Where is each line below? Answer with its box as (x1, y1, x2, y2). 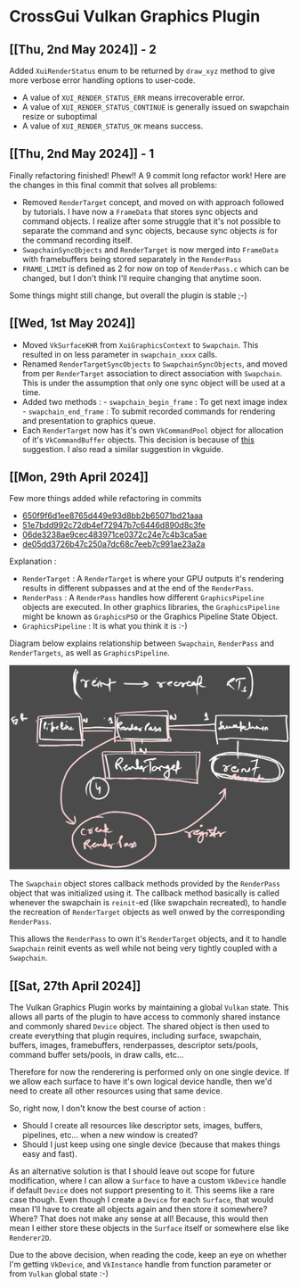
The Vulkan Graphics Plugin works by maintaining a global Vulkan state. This (9, 1002, 289, 1012)
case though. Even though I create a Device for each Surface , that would (9, 1193, 274, 1205)
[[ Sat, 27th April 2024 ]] (9, 978, 141, 994)
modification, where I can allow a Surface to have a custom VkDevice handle (9, 1175, 287, 1185)
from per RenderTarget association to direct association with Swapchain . (21, 367, 283, 378)
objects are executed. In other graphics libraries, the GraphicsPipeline (21, 602, 280, 613)
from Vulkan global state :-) (9, 1268, 109, 1279)
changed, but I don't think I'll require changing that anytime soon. (21, 272, 263, 283)
